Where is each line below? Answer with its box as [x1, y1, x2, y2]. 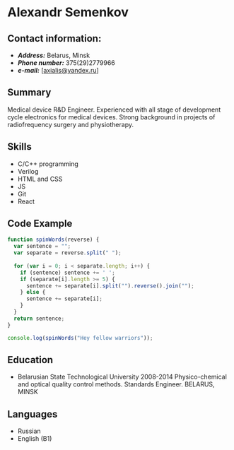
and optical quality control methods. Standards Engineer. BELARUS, [17, 380, 215, 389]
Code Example [7, 218, 73, 230]
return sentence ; [13, 315, 65, 322]
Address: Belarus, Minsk [17, 51, 90, 59]
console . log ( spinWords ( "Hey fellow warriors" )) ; [7, 334, 153, 341]
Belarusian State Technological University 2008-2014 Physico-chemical [17, 372, 228, 381]
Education [7, 354, 54, 366]
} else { [20, 289, 46, 296]
